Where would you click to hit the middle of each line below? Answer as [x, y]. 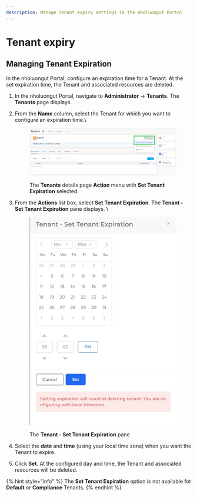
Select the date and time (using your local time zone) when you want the [103, 446]
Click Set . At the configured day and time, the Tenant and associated [98, 463]
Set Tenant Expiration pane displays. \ [61, 208]
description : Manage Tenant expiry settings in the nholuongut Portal [94, 12]
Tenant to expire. [35, 452]
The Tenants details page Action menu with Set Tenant [97, 185]
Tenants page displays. [43, 102]
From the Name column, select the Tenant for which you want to [93, 113]
